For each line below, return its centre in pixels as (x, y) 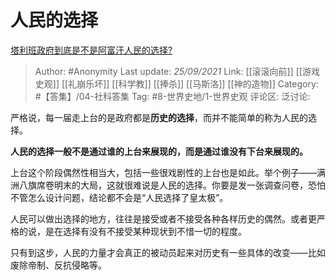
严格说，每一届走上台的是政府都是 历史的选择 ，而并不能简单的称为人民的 (159, 117)
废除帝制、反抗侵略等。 (58, 265)
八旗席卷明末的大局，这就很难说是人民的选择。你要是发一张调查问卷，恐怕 (172, 185)
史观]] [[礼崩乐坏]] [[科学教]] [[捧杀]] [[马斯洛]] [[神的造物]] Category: (176, 83)
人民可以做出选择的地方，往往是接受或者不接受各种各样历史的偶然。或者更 (163, 218)
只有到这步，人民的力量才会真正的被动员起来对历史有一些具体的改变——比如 (168, 252)
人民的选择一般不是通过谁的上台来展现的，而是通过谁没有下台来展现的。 (159, 151)
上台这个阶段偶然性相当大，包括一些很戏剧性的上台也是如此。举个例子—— (163, 172)
